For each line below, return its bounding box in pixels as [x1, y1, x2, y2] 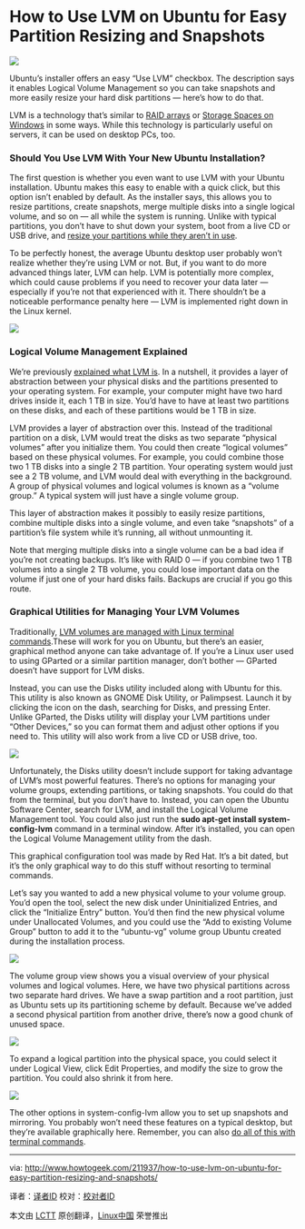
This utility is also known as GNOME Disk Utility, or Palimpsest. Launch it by [9, 692, 292, 703]
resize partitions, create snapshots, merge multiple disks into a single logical [9, 202, 295, 213]
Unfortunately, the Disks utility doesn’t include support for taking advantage [9, 765, 293, 776]
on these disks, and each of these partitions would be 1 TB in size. [9, 404, 257, 415]
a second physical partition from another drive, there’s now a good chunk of [9, 1008, 293, 1019]
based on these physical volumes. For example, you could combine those [9, 451, 284, 462]
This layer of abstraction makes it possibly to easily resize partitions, [9, 507, 266, 519]
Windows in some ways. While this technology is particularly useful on [9, 119, 273, 130]
